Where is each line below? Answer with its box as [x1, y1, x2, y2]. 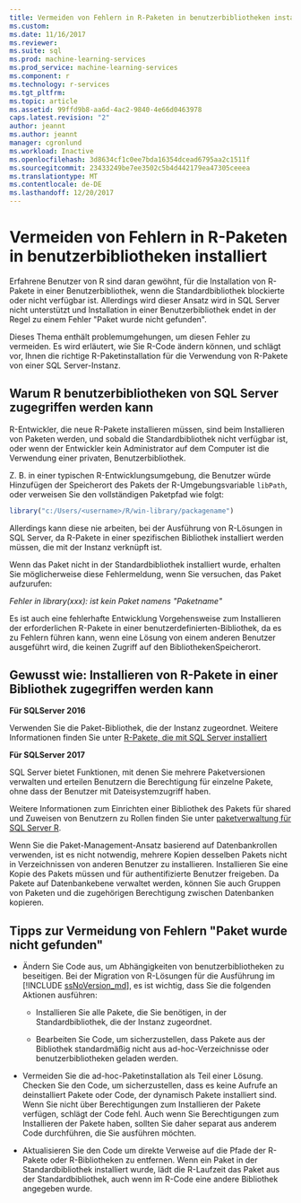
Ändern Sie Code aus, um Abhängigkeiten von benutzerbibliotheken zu [21, 962, 285, 972]
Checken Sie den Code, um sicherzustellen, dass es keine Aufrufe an [21, 1080, 278, 1091]
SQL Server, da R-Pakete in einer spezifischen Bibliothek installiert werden [9, 531, 284, 543]
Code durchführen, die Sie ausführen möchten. [21, 1128, 197, 1138]
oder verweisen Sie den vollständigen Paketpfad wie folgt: [9, 488, 224, 499]
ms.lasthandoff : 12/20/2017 [9, 189, 115, 198]
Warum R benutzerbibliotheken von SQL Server [9, 386, 279, 401]
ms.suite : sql [9, 47, 63, 56]
